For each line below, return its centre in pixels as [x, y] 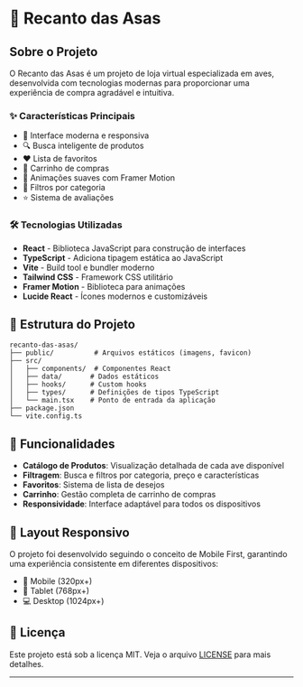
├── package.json [42, 408]
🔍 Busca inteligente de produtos [83, 146]
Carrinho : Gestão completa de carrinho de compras [119, 495]
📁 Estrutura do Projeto [72, 324]
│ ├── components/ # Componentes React [90, 369]
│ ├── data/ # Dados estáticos [84, 377]
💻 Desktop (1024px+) [63, 601]
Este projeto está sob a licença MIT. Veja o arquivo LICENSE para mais [140, 655]
